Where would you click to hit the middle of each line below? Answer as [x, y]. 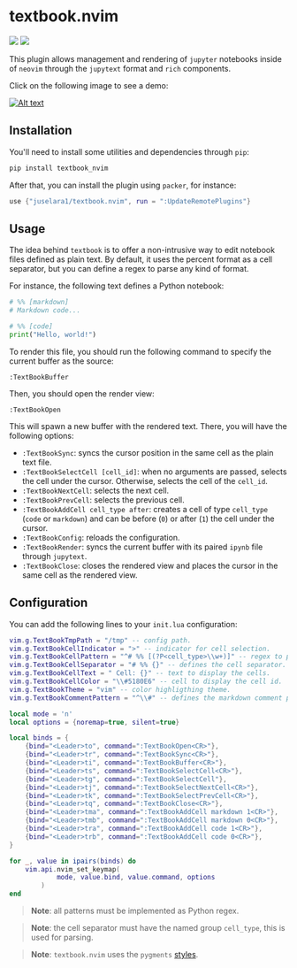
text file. [37, 462]
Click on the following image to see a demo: [89, 85]
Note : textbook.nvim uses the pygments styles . [114, 954]
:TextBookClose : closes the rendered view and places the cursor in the [150, 565]
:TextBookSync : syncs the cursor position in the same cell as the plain [148, 452]
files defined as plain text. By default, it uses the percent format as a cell [141, 259]
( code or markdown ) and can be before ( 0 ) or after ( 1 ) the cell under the [148, 519]
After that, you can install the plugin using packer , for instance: [123, 185]
